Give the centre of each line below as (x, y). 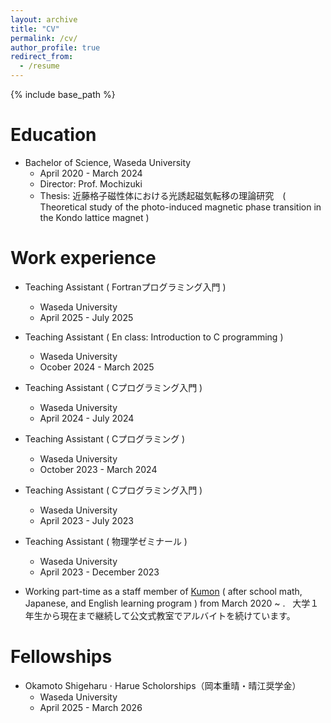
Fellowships (61, 657)
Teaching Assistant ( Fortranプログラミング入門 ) (125, 287)
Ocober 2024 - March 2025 (97, 367)
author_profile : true (55, 47)
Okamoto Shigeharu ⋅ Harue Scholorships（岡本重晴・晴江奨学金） (163, 685)
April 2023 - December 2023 (99, 572)
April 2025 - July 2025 (86, 317)
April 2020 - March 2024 (91, 173)
